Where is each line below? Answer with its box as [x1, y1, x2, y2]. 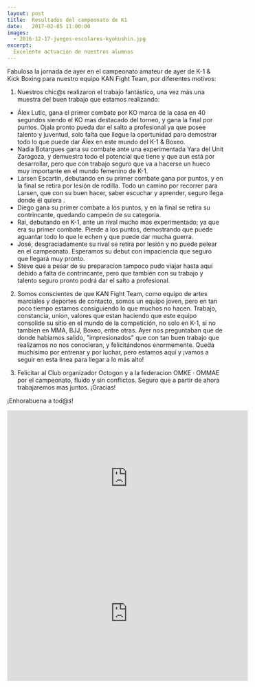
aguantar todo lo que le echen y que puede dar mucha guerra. [16, 232, 194, 240]
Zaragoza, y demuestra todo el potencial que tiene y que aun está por [16, 152, 215, 160]
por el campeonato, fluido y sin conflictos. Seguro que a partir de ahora [16, 376, 220, 384]
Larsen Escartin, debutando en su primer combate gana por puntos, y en [16, 174, 223, 182]
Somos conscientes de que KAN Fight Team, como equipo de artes [16, 289, 208, 297]
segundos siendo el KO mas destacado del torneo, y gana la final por [16, 115, 213, 124]
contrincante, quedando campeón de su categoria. [16, 210, 162, 218]
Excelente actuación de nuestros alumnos [13, 49, 134, 56]
